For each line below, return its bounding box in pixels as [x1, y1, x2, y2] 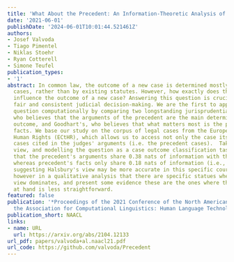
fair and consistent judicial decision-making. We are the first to [13, 101, 217, 108]
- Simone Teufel [7, 62, 54, 69]
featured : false [7, 192, 54, 199]
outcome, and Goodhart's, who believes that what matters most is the [13, 120, 223, 128]
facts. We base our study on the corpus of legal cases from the [13, 127, 208, 134]
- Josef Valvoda [7, 36, 54, 43]
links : [7, 218, 26, 225]
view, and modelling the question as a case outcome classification [13, 147, 217, 154]
